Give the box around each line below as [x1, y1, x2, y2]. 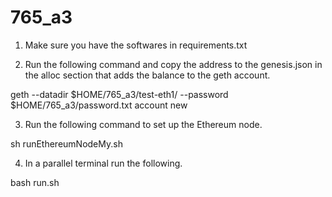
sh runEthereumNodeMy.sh [10, 137, 123, 150]
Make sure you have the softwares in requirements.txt [24, 39, 248, 51]
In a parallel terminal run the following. [24, 157, 183, 169]
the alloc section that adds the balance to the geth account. [24, 69, 271, 81]
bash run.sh [10, 176, 60, 188]
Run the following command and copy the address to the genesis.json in [24, 58, 323, 70]
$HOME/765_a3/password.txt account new [10, 99, 188, 111]
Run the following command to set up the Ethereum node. [24, 118, 263, 130]
